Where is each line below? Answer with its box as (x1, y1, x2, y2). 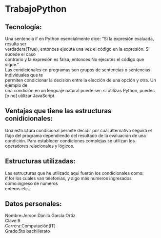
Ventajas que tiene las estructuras (5, 107, 112, 115)
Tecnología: (5, 23, 42, 31)
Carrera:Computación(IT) (5, 223, 56, 229)
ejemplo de (5, 82, 28, 88)
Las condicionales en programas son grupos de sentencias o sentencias (5, 67, 151, 73)
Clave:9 (5, 218, 20, 224)
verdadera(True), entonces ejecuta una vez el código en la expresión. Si (5, 46, 150, 52)
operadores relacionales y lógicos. (5, 143, 75, 149)
